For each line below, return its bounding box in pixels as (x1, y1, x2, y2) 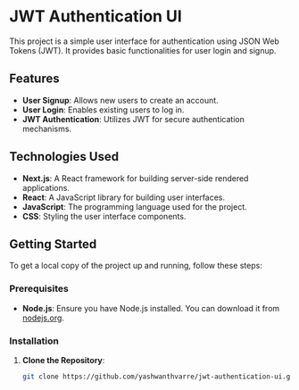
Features (9, 71, 60, 87)
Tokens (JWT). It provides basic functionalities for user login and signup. (9, 45, 277, 55)
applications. (21, 182, 70, 193)
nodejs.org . (21, 312, 65, 323)
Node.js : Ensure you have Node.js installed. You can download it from (21, 303, 280, 313)
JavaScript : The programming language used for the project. (21, 201, 247, 212)
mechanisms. (21, 123, 72, 134)
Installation (9, 335, 60, 347)
